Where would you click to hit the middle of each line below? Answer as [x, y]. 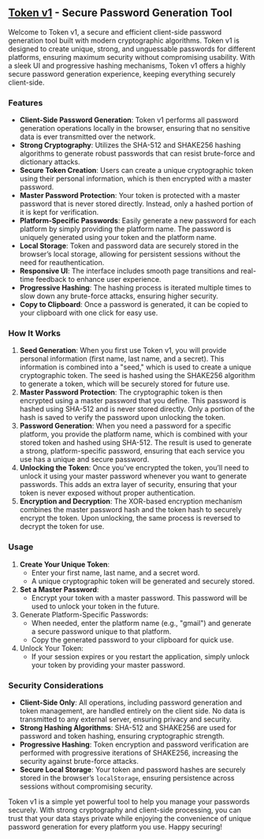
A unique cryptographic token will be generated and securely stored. [143, 581]
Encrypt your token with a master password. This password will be [139, 597]
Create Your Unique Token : [65, 564]
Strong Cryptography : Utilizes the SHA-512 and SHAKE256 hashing [130, 145]
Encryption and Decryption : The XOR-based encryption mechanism [131, 501]
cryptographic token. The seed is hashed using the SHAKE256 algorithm [138, 376]
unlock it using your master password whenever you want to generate [133, 476]
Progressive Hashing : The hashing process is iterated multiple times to [136, 288]
